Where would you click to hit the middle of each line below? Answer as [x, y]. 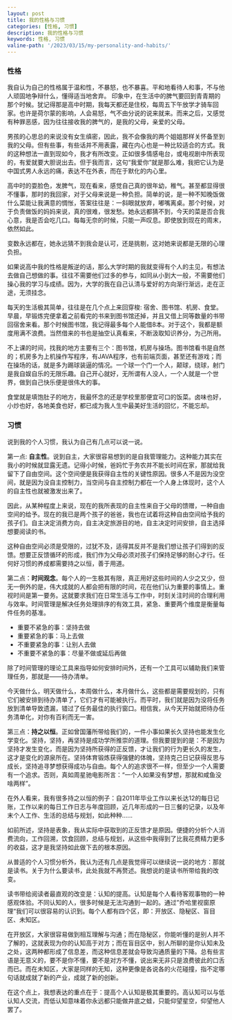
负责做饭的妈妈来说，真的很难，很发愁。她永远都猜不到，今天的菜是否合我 [119, 212]
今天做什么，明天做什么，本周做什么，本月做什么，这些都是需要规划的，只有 [116, 691]
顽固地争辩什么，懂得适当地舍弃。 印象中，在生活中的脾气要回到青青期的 [117, 96]
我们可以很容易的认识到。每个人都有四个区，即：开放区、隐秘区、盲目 [116, 911]
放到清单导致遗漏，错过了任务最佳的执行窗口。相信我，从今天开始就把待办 [113, 708]
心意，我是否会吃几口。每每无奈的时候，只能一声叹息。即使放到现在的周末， [116, 220]
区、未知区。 [25, 919]
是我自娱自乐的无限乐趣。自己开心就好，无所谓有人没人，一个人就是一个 [110, 374]
